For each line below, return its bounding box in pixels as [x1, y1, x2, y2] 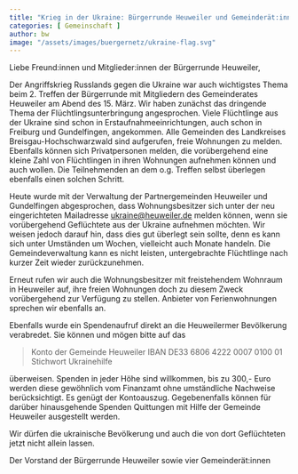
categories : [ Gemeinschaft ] [9, 21, 122, 30]
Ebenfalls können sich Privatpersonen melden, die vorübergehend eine [9, 146, 269, 157]
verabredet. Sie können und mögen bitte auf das [9, 330, 186, 341]
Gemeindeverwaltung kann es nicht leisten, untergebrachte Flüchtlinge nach [9, 248, 288, 259]
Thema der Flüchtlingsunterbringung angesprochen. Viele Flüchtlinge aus [9, 108, 278, 118]
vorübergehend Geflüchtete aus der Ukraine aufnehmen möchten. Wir [9, 220, 266, 230]
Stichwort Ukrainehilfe [30, 357, 113, 367]
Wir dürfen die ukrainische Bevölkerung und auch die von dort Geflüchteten [9, 429, 286, 439]
